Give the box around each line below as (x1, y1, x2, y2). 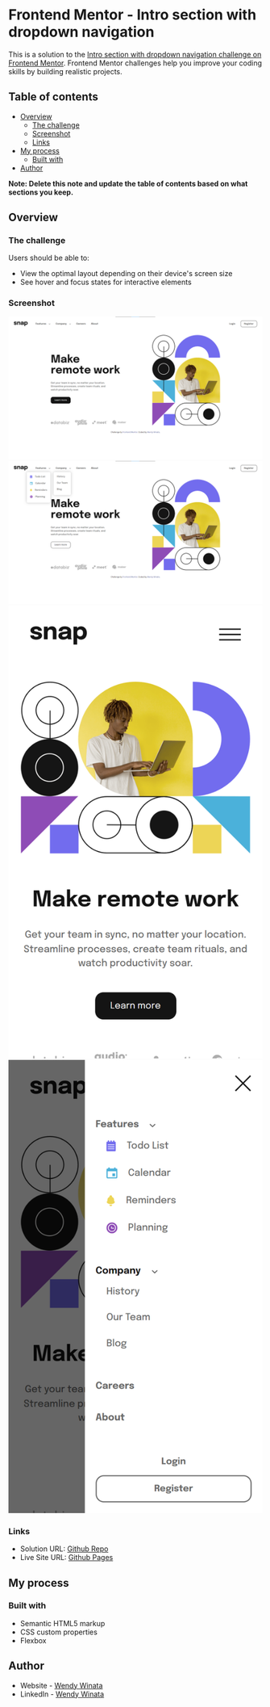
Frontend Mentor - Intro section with (8, 6, 256, 24)
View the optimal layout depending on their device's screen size (19, 269, 233, 279)
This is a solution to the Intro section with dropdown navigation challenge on (8, 49, 262, 59)
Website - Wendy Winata (19, 1680, 103, 1690)
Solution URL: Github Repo (19, 1544, 109, 1554)
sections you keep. (8, 187, 74, 197)
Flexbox (19, 1635, 47, 1645)
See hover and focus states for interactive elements (19, 277, 192, 287)
